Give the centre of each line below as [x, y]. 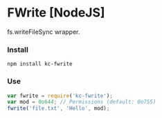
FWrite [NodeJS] [56, 13]
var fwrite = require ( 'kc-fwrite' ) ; [60, 96]
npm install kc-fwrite [40, 64]
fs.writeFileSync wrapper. [44, 32]
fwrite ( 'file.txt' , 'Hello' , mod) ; [58, 108]
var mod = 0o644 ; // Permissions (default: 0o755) [82, 102]
